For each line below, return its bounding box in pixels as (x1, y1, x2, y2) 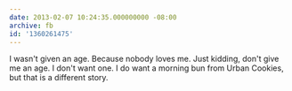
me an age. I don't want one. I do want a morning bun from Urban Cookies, (9, 63, 284, 73)
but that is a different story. (9, 72, 109, 83)
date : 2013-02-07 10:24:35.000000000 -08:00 (9, 12, 177, 22)
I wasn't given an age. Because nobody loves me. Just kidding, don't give (9, 54, 280, 64)
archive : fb (9, 21, 53, 30)
